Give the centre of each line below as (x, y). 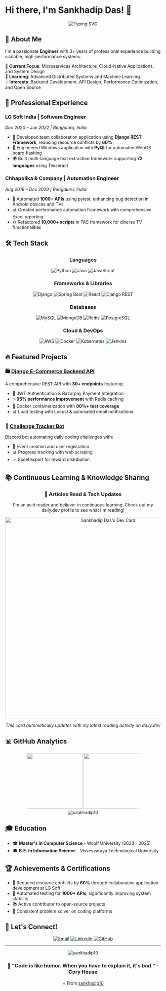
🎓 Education (26, 829)
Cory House (83, 972)
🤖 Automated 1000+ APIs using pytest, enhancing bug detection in (81, 199)
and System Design (25, 71)
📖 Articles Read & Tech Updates (83, 494)
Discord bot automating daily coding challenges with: (59, 437)
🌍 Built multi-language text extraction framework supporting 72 (77, 159)
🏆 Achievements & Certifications (58, 868)
